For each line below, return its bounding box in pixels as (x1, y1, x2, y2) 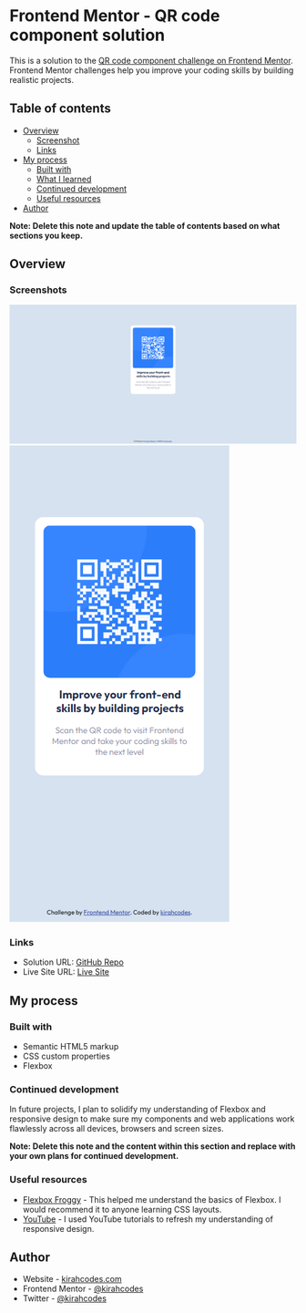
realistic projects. (9, 74, 75, 85)
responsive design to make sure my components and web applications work (9, 1113, 295, 1124)
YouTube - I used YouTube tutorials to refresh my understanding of (22, 1214, 273, 1225)
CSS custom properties (22, 1050, 111, 1062)
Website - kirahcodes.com (22, 1274, 123, 1285)
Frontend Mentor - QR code (9, 5, 220, 26)
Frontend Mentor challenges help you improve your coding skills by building (9, 65, 294, 76)
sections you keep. (9, 230, 84, 241)
